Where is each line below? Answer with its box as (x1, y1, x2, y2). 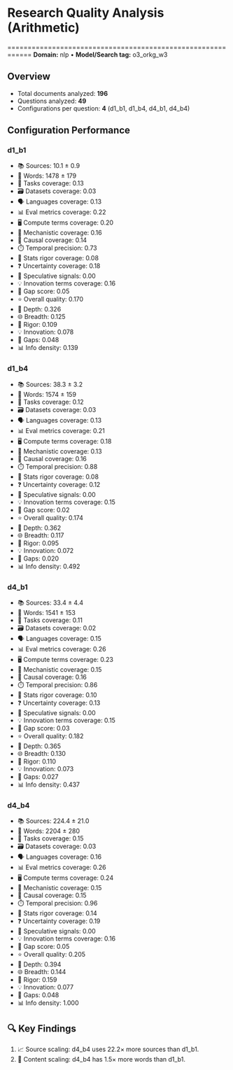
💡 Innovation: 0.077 (17, 983, 74, 992)
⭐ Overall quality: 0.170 (17, 295, 84, 304)
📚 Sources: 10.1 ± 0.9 (17, 162, 80, 170)
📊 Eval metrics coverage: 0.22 (17, 208, 106, 216)
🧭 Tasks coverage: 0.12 (17, 397, 84, 406)
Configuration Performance (7, 125, 131, 136)
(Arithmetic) (7, 20, 80, 36)
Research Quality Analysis (7, 5, 164, 21)
